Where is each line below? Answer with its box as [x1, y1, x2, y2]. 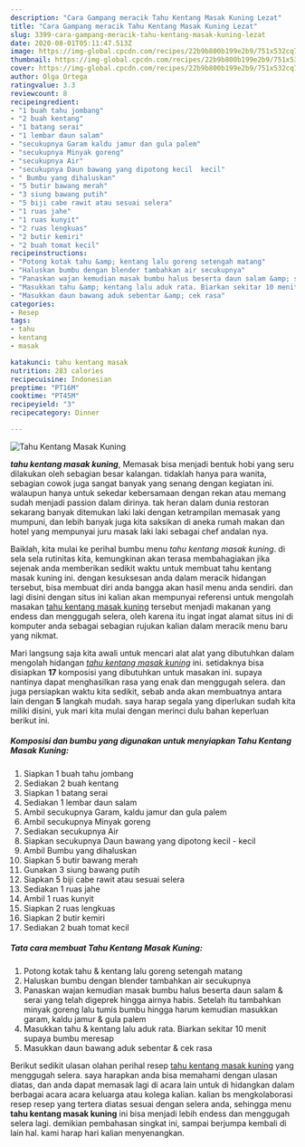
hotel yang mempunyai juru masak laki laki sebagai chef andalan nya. [10, 526, 269, 537]
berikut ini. [10, 714, 51, 725]
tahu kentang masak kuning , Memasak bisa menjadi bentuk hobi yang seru [10, 458, 295, 469]
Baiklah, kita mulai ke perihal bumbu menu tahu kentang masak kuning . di [10, 543, 286, 554]
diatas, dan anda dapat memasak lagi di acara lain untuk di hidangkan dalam [10, 1079, 295, 1090]
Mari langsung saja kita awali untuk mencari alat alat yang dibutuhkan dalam [10, 647, 295, 658]
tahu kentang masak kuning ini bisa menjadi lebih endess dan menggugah [10, 1108, 291, 1119]
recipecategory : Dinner [10, 408, 100, 417]
